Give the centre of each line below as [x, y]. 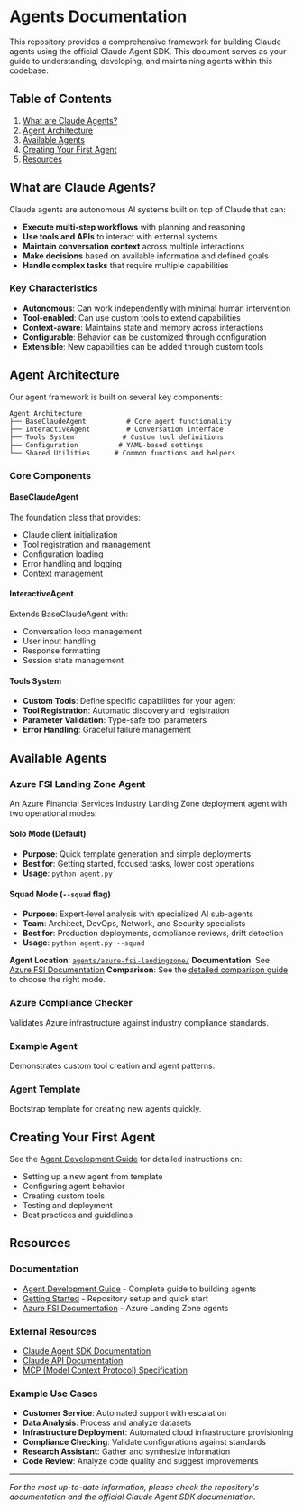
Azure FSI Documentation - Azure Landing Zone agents [125, 1308]
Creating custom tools [64, 1196]
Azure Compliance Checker [71, 1003]
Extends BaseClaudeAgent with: [69, 614]
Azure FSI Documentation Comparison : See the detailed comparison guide [149, 970]
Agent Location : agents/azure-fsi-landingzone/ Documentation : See [140, 961]
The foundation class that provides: [75, 517]
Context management [63, 573]
